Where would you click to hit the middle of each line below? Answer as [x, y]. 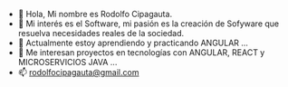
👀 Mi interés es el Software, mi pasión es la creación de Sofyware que [149, 24]
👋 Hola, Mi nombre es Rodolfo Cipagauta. [95, 14]
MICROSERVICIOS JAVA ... [67, 62]
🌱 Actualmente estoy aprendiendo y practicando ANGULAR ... [133, 43]
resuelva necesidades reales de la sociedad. [101, 33]
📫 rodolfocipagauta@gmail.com [78, 72]
